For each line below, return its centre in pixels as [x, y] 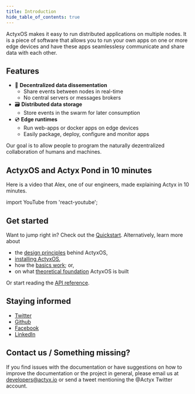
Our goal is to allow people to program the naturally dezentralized [85, 145]
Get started [27, 221]
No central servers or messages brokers [72, 98]
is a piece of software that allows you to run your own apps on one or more [97, 40]
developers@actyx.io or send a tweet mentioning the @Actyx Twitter [89, 379]
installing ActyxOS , [38, 259]
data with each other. [32, 52]
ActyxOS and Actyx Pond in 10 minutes [79, 170]
